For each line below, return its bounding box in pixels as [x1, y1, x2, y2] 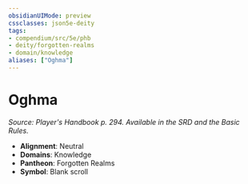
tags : [8, 26, 26, 34]
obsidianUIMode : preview [8, 11, 91, 20]
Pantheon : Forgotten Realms [19, 158, 115, 168]
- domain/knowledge [8, 49, 74, 57]
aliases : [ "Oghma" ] [8, 57, 74, 65]
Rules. [8, 126, 30, 135]
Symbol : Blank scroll [19, 166, 89, 176]
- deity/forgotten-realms [8, 42, 94, 50]
